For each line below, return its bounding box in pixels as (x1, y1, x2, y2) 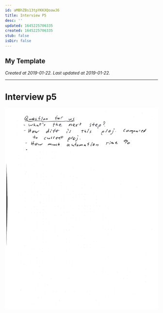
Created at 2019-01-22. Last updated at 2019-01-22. (5, 70, 111, 76)
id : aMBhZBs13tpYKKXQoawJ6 (5, 8, 60, 13)
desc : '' (5, 18, 23, 23)
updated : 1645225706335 (5, 23, 53, 28)
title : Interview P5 (5, 13, 47, 18)
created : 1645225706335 (5, 28, 53, 33)
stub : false (5, 33, 29, 38)
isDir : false (5, 39, 32, 44)
